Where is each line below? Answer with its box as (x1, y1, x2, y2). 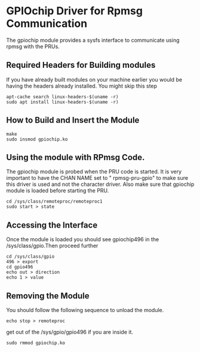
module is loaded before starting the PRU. (6, 187, 109, 194)
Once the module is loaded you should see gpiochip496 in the (6, 236, 159, 243)
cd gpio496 (6, 264, 33, 270)
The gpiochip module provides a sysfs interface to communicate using (6, 36, 180, 43)
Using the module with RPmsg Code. (6, 152, 145, 162)
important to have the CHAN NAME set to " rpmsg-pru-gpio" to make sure (6, 175, 189, 182)
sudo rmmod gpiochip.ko (6, 340, 66, 346)
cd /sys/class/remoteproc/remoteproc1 (6, 198, 103, 205)
